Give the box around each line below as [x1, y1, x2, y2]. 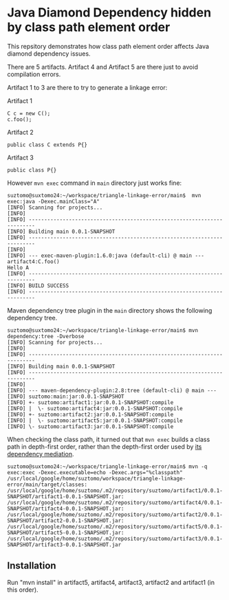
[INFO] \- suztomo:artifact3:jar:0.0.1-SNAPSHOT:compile [7, 423, 174, 430]
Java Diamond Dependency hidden [7, 5, 212, 21]
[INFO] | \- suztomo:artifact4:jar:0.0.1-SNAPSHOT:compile [7, 405, 184, 412]
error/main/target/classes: [7, 481, 88, 488]
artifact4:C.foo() [7, 258, 60, 265]
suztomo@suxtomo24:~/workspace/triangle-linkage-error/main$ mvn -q [7, 463, 208, 470]
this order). [7, 586, 39, 594]
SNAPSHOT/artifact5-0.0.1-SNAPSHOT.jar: [7, 529, 125, 536]
